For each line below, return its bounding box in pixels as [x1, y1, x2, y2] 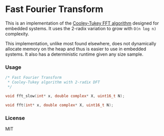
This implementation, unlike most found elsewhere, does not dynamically [5, 40, 156, 46]
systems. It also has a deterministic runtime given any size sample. [5, 51, 143, 57]
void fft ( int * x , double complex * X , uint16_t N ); [5, 102, 114, 107]
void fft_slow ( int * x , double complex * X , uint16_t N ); [5, 93, 125, 98]
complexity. [5, 31, 29, 37]
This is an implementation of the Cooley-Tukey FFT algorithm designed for [5, 20, 159, 26]
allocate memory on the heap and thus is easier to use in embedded [5, 46, 146, 52]
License [5, 114, 25, 121]
